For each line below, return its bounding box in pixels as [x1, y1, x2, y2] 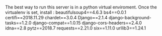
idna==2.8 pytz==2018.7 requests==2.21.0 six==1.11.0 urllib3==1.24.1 [5, 25, 146, 31]
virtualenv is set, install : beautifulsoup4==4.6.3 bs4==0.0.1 [5, 9, 127, 15]
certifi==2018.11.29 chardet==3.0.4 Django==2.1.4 [5, 15, 108, 20]
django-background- [108, 15, 152, 20]
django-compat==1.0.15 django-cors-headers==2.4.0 [32, 20, 142, 26]
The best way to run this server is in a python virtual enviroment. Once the [5, 4, 158, 10]
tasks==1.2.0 [5, 20, 32, 26]
